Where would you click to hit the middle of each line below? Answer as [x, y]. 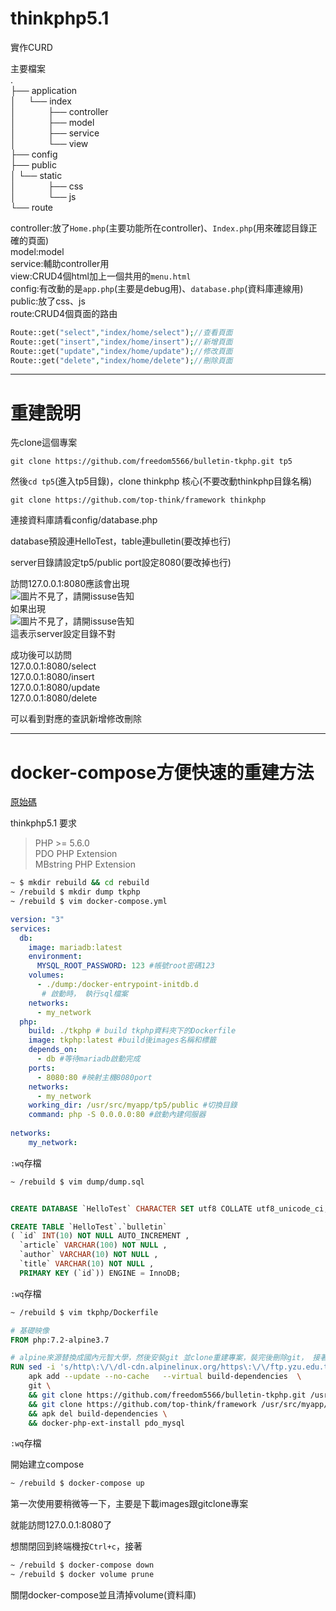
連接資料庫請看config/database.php [84, 520]
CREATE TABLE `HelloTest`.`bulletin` [89, 1227]
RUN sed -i [33, 1367]
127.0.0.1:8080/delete [54, 698]
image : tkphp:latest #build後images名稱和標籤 [122, 1040]
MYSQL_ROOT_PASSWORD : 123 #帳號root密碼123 [125, 966]
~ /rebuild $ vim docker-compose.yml [89, 902]
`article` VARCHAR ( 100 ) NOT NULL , [93, 1245]
